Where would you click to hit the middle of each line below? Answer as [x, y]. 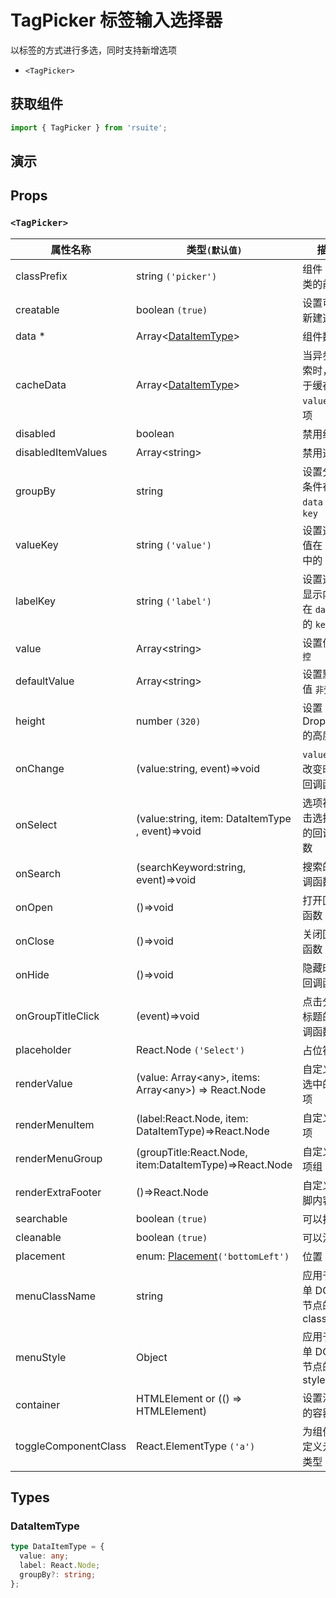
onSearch [38, 873]
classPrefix [41, 276]
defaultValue [45, 681]
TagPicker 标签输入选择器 [116, 20]
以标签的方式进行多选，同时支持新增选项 [93, 50]
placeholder [43, 1049]
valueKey [37, 544]
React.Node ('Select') [191, 1049]
